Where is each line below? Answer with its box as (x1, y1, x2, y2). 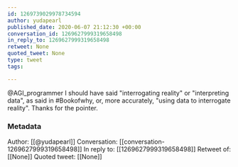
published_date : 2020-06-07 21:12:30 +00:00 (7, 23, 141, 30)
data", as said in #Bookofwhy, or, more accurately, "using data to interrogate (7, 96, 231, 105)
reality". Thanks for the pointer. (7, 103, 98, 112)
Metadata (7, 121, 41, 131)
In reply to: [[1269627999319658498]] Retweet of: (83, 144, 232, 153)
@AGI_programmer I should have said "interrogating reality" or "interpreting (7, 88, 229, 97)
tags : (7, 63, 23, 70)
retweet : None (7, 43, 50, 50)
